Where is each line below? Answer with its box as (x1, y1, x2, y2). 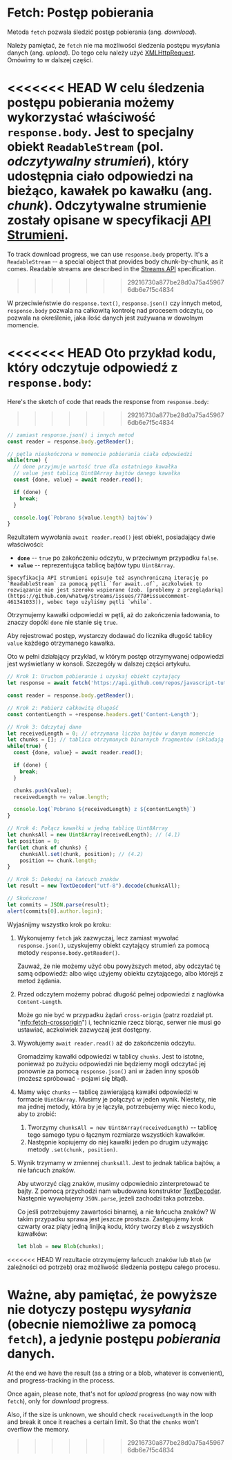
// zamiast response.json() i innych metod (7, 431, 135, 439)
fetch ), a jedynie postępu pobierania (7, 1331, 221, 1347)
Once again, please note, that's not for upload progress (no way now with (7, 1389, 217, 1398)
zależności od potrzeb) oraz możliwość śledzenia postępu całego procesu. (7, 1263, 220, 1271)
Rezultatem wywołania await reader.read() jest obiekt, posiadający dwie (7, 533, 215, 541)
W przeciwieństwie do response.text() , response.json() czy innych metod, (7, 299, 222, 307)
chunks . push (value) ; (13, 787, 72, 794)
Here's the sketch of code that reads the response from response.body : (7, 397, 209, 405)
